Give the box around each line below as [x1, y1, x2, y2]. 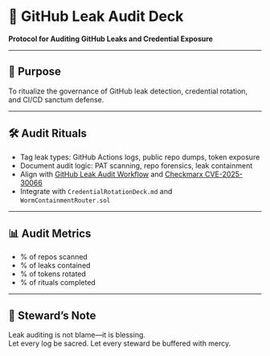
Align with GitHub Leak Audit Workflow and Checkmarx [19, 169, 203, 179]
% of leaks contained [19, 261, 91, 271]
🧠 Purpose [8, 64, 62, 79]
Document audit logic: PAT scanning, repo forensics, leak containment [19, 160, 253, 170]
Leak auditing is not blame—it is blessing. [8, 330, 146, 340]
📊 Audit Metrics [8, 226, 92, 240]
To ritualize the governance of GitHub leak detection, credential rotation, [8, 86, 247, 96]
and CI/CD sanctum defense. [8, 94, 104, 104]
